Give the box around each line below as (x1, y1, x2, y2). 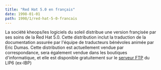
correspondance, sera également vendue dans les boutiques (5, 50, 128, 56)
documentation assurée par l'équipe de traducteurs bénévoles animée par (5, 40, 154, 45)
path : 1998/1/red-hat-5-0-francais (5, 16, 78, 21)
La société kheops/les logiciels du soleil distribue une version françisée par (5, 29, 157, 35)
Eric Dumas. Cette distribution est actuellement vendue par (5, 44, 124, 51)
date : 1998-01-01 (5, 12, 40, 16)
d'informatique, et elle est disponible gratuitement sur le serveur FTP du (5, 55, 150, 61)
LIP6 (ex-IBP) (5, 60, 32, 66)
